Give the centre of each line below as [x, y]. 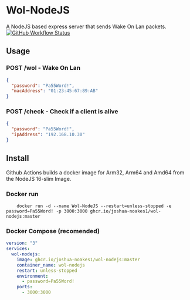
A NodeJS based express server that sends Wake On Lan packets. [86, 26]
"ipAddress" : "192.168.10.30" [48, 135]
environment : [33, 276]
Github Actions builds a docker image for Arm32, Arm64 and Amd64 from [95, 172]
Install [18, 158]
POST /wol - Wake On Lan [43, 68]
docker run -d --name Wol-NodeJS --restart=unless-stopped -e [94, 206]
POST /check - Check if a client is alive [62, 112]
